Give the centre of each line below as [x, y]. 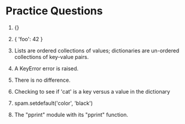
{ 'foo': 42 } [28, 39]
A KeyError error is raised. [46, 68]
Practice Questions [54, 11]
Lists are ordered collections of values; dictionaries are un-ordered [97, 50]
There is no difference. [42, 80]
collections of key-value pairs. [51, 57]
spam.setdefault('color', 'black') [54, 103]
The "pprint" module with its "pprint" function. [71, 114]
